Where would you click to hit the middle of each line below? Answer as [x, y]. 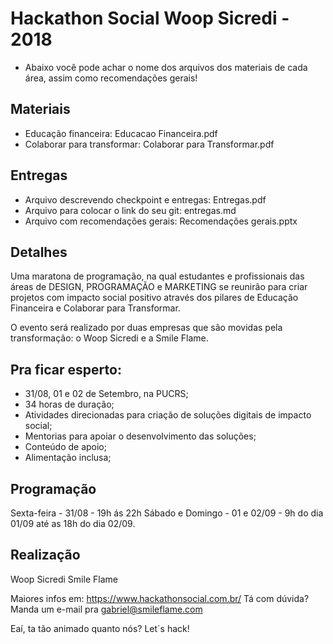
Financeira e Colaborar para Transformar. [95, 308]
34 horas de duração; [69, 404]
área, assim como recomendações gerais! [111, 78]
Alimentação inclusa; [68, 458]
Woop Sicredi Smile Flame [64, 579]
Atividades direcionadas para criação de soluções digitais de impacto [168, 415]
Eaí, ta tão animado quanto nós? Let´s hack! [100, 628]
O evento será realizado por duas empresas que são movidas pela [146, 328]
